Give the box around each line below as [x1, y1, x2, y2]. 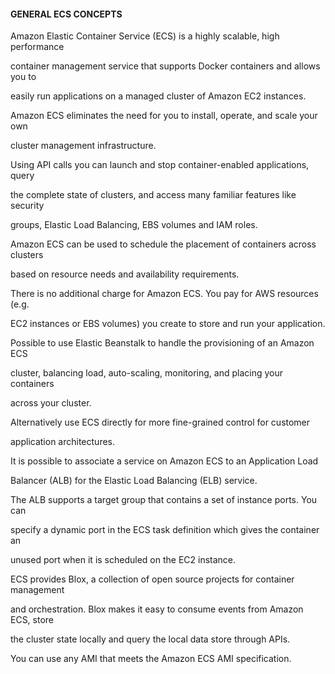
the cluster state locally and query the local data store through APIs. [10, 633, 291, 645]
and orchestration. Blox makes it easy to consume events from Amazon [10, 603, 304, 615]
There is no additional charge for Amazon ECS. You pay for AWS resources [10, 288, 319, 300]
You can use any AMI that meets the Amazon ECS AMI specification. [10, 653, 292, 665]
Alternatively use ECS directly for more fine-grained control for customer [10, 416, 311, 429]
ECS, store [10, 614, 55, 626]
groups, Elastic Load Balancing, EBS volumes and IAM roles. [10, 219, 258, 231]
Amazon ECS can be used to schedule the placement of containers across [10, 238, 317, 250]
